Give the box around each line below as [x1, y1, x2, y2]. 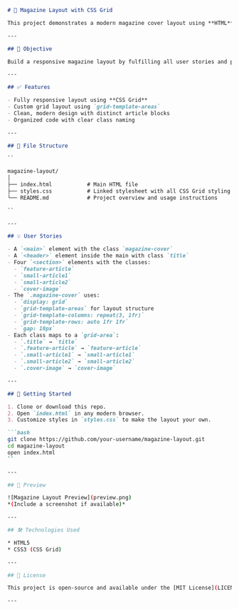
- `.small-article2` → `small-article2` [14, 358, 135, 366]
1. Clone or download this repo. [7, 403, 107, 411]
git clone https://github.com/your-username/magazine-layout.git [7, 436, 205, 443]
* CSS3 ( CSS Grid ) [7, 546, 62, 553]
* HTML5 [7, 539, 31, 546]
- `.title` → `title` [14, 338, 78, 345]
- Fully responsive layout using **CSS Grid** [7, 97, 148, 104]
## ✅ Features [7, 84, 51, 91]
